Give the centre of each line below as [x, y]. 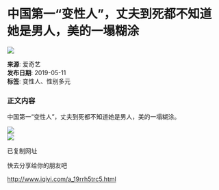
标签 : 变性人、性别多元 [39, 81]
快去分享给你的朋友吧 [37, 165]
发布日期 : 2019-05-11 [37, 72]
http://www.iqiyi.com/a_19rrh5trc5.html [62, 179]
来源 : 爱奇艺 [24, 64]
